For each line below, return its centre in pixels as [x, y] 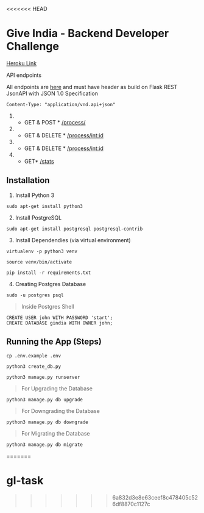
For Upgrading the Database [57, 388]
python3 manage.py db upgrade [45, 400]
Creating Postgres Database [51, 284]
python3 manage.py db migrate [45, 445]
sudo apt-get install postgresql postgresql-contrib [75, 229]
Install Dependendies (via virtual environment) [73, 240]
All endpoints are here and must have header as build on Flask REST [92, 87]
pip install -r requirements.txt [49, 273]
